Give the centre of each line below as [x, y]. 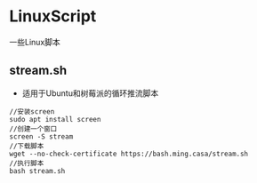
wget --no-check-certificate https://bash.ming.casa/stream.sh [129, 154]
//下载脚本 [27, 146]
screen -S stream [41, 136]
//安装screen [32, 111]
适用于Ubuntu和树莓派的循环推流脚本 [90, 93]
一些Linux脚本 [35, 42]
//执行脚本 [27, 163]
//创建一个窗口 [33, 129]
